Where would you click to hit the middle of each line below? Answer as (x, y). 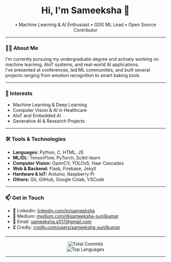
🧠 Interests (19, 93)
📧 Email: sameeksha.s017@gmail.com (52, 222)
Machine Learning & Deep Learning (50, 105)
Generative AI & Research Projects (49, 121)
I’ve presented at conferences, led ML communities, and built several (78, 70)
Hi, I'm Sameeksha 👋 (85, 10)
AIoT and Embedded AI (37, 115)
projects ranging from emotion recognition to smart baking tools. (73, 76)
